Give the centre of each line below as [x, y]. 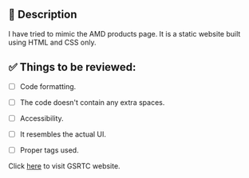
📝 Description [43, 15]
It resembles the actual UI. [63, 134]
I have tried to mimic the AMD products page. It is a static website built [125, 33]
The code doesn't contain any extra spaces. [92, 102]
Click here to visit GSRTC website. [65, 166]
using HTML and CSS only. [52, 42]
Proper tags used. [49, 150]
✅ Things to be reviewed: [72, 67]
